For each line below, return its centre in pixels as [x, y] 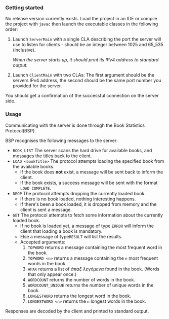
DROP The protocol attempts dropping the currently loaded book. [79, 193]
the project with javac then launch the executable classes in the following [82, 24]
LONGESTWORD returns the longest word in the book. [79, 296]
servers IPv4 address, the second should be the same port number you [87, 81]
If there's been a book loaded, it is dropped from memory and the [88, 204]
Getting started [25, 8]
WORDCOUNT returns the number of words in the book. [81, 279]
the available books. [33, 166]
